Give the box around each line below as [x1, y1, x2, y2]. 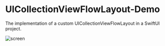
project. [5, 25, 22, 31]
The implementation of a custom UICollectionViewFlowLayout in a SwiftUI [5, 20, 160, 26]
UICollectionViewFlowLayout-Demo [5, 4, 160, 15]
